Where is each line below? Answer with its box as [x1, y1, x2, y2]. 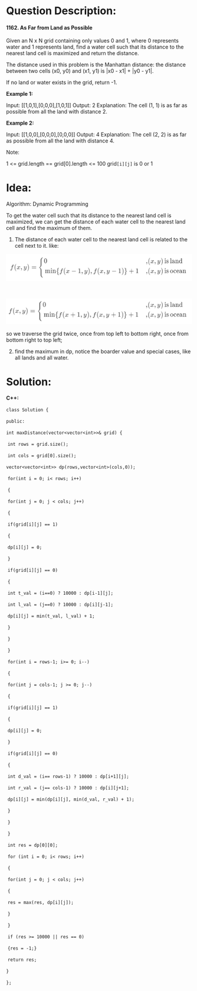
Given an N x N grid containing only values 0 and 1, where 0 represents [6, 37, 179, 44]
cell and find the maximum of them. [6, 225, 93, 232]
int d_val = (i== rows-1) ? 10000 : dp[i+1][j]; [7, 773, 130, 780]
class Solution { [6, 407, 49, 413]
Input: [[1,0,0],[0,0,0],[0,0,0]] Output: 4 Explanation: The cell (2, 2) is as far [6, 131, 187, 138]
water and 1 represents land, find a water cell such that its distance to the [6, 43, 184, 51]
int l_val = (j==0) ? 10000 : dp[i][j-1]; [7, 602, 114, 608]
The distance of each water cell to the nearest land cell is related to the [14, 236, 188, 243]
